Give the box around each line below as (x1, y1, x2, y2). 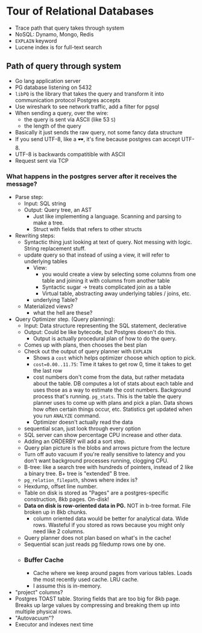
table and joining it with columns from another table (42, 277, 170, 284)
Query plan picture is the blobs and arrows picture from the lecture (24, 444, 191, 451)
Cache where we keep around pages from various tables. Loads (33, 569, 192, 577)
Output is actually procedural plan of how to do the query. (33, 335, 177, 343)
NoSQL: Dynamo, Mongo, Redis (14, 30, 94, 38)
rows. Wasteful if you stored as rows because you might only (33, 522, 185, 529)
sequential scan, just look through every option (24, 425, 141, 432)
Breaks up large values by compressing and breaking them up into (14, 602, 180, 609)
